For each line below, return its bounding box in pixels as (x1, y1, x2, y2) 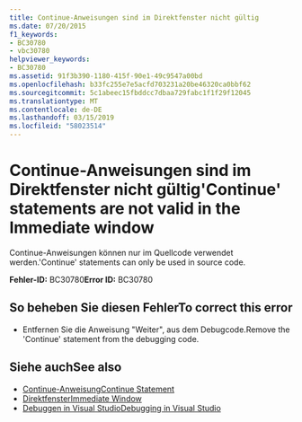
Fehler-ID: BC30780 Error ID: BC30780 (9, 274, 153, 285)
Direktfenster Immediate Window (22, 392, 142, 404)
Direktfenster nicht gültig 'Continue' (9, 180, 281, 200)
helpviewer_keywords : (9, 55, 91, 64)
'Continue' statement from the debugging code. (22, 333, 200, 344)
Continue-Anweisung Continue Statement (22, 383, 175, 394)
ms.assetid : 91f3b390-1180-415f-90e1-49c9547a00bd (9, 72, 203, 81)
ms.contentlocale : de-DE (9, 105, 102, 114)
